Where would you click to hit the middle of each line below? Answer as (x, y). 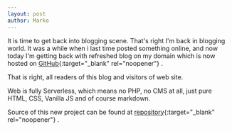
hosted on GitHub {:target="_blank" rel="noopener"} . (85, 63)
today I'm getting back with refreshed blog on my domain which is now (111, 56)
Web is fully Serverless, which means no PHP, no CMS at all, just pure (110, 91)
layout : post (27, 14)
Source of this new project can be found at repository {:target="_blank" (111, 112)
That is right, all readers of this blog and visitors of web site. (95, 77)
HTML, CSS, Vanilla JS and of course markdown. (79, 98)
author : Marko (28, 21)
